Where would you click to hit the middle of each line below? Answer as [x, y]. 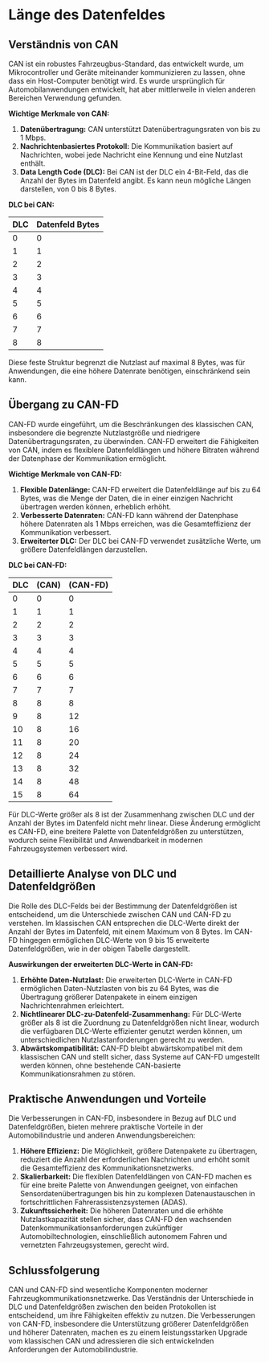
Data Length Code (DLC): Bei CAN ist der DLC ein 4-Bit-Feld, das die [134, 172]
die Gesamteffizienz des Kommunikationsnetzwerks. [107, 1168]
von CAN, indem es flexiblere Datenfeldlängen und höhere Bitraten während [134, 450]
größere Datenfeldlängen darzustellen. [84, 549]
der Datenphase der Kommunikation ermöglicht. [88, 458]
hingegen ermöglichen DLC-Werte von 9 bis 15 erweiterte [115, 940]
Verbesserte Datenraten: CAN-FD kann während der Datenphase [129, 515]
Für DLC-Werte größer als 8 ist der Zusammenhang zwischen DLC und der [132, 814]
